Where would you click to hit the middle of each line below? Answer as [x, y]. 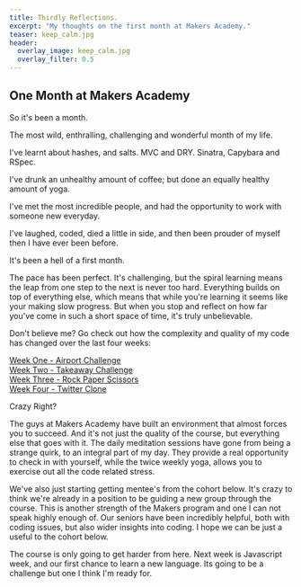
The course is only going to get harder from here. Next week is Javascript [146, 554]
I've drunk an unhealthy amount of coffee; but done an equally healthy [140, 179]
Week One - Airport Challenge [65, 360]
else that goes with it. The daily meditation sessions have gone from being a [150, 442]
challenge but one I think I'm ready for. [81, 573]
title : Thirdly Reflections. [64, 18]
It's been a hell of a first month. [67, 260]
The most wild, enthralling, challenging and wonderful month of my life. [141, 135]
